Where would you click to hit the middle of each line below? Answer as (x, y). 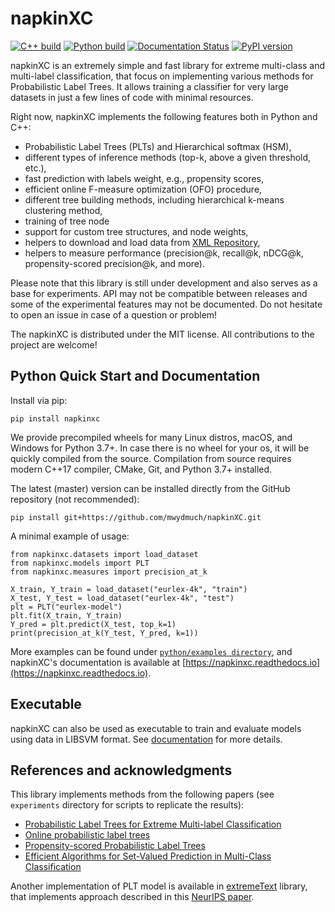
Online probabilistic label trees (87, 835)
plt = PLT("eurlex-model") (66, 607)
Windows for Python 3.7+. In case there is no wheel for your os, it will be (160, 448)
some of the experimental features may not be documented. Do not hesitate (166, 304)
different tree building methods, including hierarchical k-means (154, 199)
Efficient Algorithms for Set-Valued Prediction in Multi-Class (148, 856)
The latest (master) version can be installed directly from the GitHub (150, 488)
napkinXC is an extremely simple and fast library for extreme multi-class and (168, 65)
